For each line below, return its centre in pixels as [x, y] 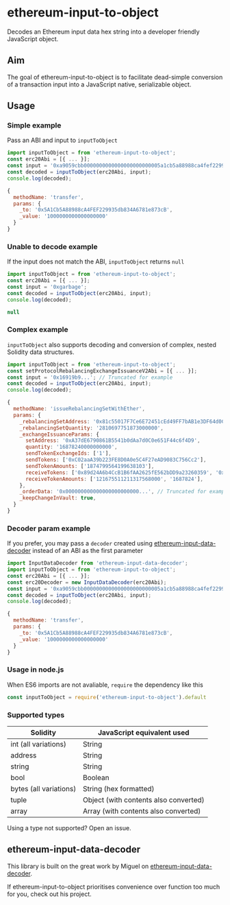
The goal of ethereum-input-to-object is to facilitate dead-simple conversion [115, 77]
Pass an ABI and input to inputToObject [62, 140]
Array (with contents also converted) [142, 811]
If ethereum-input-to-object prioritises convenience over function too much [114, 886]
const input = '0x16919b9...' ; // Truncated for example [90, 377]
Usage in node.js [36, 670]
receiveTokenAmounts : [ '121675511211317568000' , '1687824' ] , [114, 479]
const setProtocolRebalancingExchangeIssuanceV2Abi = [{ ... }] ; [102, 371]
